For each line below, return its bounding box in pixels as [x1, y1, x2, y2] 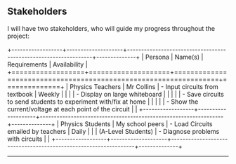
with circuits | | [7, 135, 51, 143]
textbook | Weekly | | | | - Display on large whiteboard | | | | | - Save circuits [7, 90, 225, 98]
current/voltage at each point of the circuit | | [7, 104, 138, 113]
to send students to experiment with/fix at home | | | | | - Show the [7, 97, 199, 106]
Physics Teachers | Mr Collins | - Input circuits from [70, 82, 219, 90]
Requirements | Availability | [7, 60, 88, 69]
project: [7, 32, 30, 40]
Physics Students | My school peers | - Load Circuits [60, 119, 213, 128]
